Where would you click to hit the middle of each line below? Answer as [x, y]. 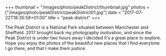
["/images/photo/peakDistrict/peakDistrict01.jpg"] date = [63, 12]
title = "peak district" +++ [74, 18]
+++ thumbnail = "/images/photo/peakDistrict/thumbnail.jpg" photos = [78, 7]
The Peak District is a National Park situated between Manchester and [77, 27]
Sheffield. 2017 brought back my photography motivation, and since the [79, 32]
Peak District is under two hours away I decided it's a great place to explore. [83, 38]
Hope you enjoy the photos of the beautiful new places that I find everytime [83, 43]
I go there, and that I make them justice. [46, 48]
